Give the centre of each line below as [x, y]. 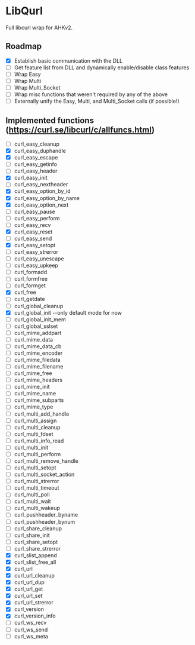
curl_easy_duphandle [40, 151]
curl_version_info [35, 616]
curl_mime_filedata [37, 360]
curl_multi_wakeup [37, 508]
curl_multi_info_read [39, 441]
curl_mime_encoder [38, 353]
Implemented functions [50, 120]
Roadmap [24, 46]
